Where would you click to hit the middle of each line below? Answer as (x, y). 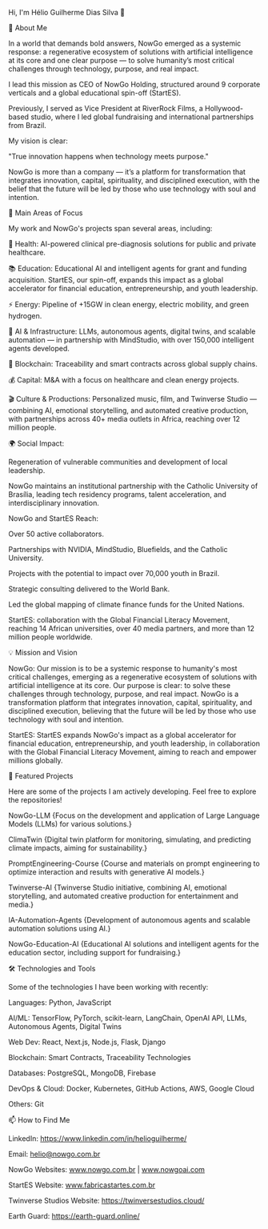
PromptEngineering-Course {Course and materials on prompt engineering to (134, 863)
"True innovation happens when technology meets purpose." (109, 156)
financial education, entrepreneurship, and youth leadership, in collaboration (134, 743)
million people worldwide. (51, 637)
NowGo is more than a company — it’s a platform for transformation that (127, 172)
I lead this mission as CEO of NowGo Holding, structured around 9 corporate (134, 84)
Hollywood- (224, 108)
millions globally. (36, 761)
